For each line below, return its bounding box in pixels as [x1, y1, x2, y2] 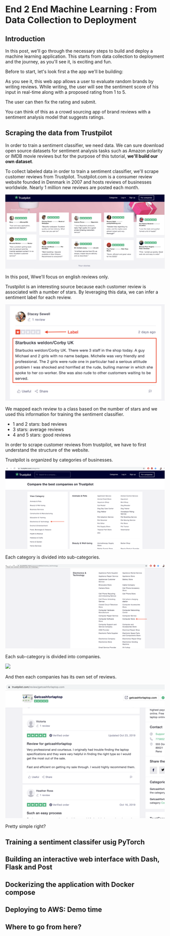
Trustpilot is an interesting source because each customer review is [5, 283, 146, 289]
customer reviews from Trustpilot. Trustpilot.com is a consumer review [5, 173, 153, 179]
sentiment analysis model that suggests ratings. [5, 114, 105, 120]
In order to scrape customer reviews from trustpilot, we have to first [5, 441, 147, 447]
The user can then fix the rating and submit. [5, 99, 97, 105]
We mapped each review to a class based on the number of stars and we [5, 405, 158, 411]
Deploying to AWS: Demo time [5, 906, 102, 914]
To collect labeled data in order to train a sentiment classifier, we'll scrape [5, 168, 159, 174]
